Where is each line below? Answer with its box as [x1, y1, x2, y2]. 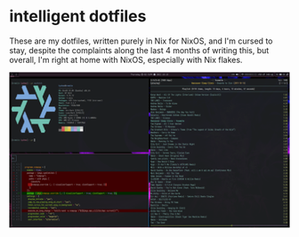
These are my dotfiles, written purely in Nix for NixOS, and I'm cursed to [9, 36, 273, 46]
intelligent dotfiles [9, 6, 147, 27]
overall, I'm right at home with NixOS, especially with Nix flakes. [9, 54, 243, 65]
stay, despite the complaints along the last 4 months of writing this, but [9, 44, 270, 55]
